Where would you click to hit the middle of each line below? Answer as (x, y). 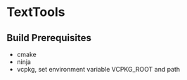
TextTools (36, 12)
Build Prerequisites (49, 38)
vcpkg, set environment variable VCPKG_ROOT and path (98, 69)
